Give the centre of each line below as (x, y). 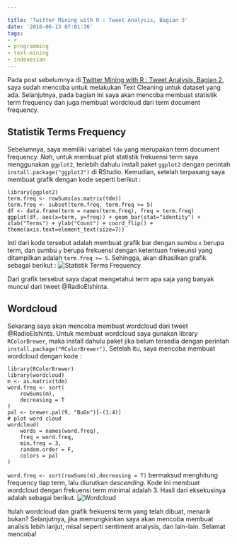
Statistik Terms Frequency (67, 132)
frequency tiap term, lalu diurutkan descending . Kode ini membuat (104, 482)
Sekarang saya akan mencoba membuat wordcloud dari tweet (98, 326)
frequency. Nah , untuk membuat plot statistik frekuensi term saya (103, 157)
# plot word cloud (34, 419)
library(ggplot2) (33, 192)
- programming (28, 47)
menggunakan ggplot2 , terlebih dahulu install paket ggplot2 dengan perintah (119, 164)
